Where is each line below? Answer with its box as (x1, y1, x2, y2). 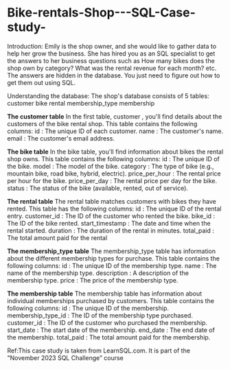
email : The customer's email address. (7, 134, 115, 142)
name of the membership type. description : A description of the (7, 269, 189, 277)
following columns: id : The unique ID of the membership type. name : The (7, 261, 217, 270)
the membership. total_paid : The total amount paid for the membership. (7, 333, 211, 341)
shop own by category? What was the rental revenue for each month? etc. (7, 64, 217, 72)
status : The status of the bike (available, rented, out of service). (7, 184, 189, 192)
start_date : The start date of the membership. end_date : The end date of (7, 326, 215, 334)
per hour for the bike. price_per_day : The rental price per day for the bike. (7, 176, 218, 184)
